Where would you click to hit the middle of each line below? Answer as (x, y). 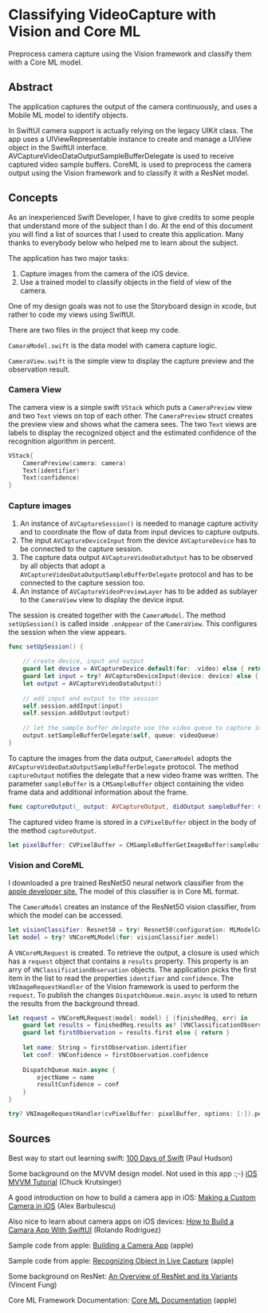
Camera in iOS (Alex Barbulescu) (62, 1205)
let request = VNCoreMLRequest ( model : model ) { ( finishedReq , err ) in (128, 1018)
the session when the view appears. (67, 632)
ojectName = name (65, 1077)
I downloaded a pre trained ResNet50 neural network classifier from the (126, 882)
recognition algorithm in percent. (62, 441)
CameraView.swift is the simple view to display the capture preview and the (131, 361)
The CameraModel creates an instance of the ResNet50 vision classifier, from (132, 906)
